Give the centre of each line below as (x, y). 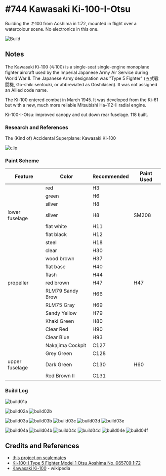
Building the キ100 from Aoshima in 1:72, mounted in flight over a (71, 23)
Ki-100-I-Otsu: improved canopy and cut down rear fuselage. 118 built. (77, 115)
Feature (24, 177)
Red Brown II (60, 376)
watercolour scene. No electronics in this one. (52, 29)
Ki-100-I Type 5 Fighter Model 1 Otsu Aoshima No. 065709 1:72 (76, 463)
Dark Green (59, 364)
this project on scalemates (39, 458)
